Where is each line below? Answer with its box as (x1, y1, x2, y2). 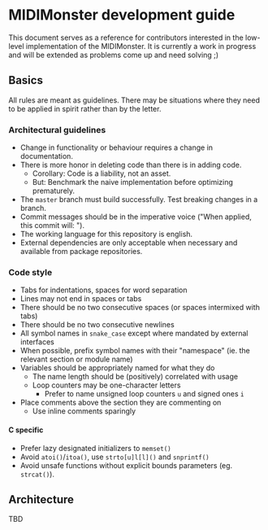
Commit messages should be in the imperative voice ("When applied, (19, 212, 252, 221)
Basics (8, 73, 43, 87)
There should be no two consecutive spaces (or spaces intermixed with (19, 303, 260, 313)
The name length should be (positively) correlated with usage (32, 372, 238, 382)
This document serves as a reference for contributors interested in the (8, 33, 244, 42)
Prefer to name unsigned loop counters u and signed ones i (44, 389, 245, 399)
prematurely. (32, 186, 76, 196)
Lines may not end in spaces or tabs (19, 294, 142, 304)
